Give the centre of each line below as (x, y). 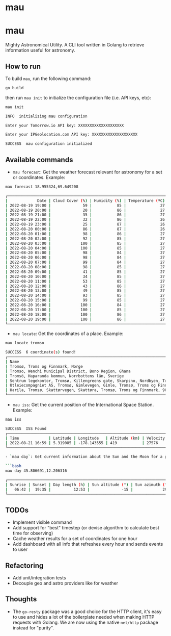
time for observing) (33, 533)
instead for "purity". (33, 628)
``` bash (13, 466)
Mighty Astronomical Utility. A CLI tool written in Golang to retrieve (75, 45)
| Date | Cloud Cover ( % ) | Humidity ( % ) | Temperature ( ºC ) (85, 200)
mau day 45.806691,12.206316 (36, 471)
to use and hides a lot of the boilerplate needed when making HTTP (83, 617)
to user (20, 549)
